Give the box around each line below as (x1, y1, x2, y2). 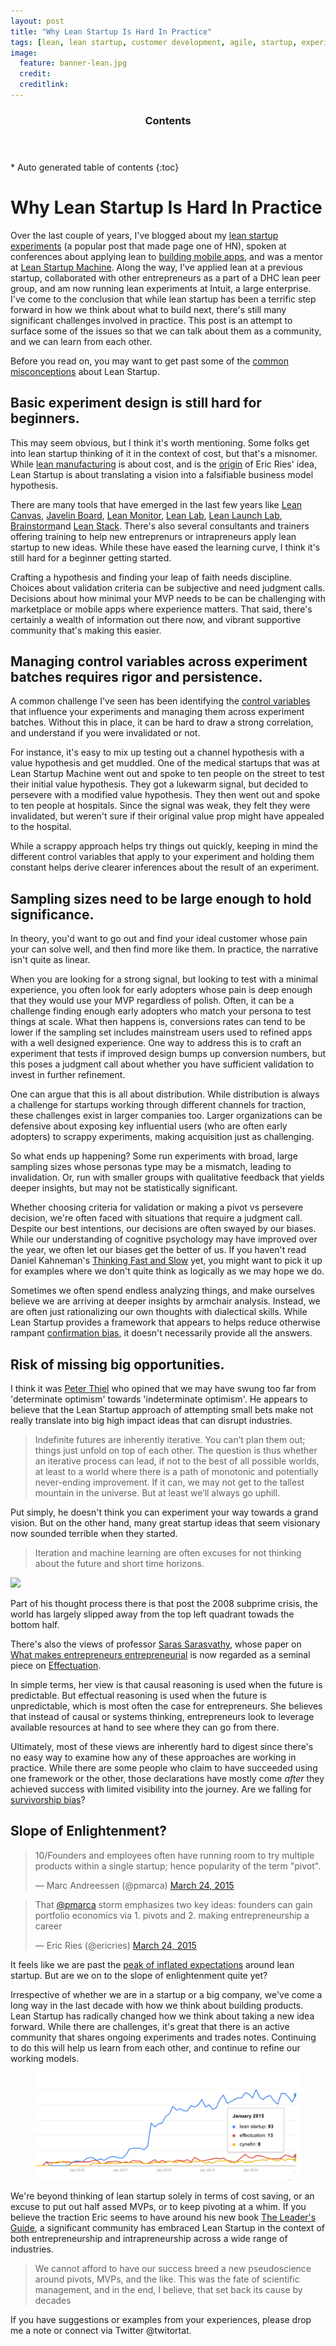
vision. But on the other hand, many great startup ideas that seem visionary (10, 1516, 321, 1529)
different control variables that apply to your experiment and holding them (10, 851, 315, 863)
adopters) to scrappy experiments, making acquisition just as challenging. (10, 1131, 315, 1143)
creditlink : (19, 80, 70, 90)
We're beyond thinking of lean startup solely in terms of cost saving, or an (10, 2190, 315, 2202)
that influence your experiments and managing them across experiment (10, 706, 305, 718)
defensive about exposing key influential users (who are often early (10, 1120, 288, 1132)
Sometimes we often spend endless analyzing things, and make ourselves (10, 1285, 315, 1297)
